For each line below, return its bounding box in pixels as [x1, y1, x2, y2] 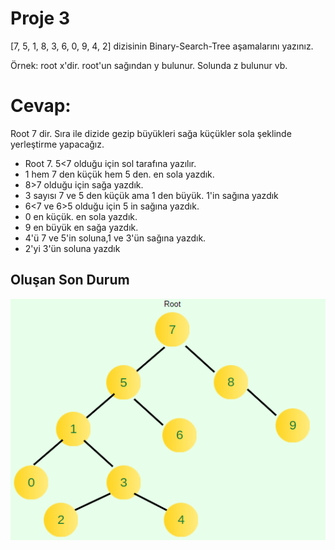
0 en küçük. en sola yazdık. [24, 210, 138, 222]
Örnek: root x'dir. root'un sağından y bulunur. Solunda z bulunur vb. [10, 59, 288, 71]
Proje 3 [10, 7, 71, 30]
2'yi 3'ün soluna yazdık [24, 242, 121, 254]
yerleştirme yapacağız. [10, 138, 105, 150]
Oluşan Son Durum [10, 272, 130, 289]
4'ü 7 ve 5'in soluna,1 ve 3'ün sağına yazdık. [24, 232, 207, 244]
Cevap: [10, 95, 72, 117]
